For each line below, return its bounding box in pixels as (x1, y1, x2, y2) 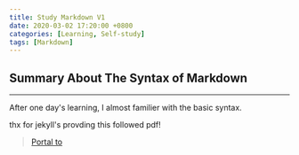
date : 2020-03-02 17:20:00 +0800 (9, 21, 133, 30)
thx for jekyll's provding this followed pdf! (9, 120, 162, 130)
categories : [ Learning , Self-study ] (9, 29, 145, 38)
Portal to (30, 136, 63, 147)
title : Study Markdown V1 (9, 12, 105, 22)
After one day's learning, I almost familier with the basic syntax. (9, 103, 242, 113)
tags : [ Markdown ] (9, 37, 74, 47)
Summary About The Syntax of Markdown (9, 70, 247, 85)
